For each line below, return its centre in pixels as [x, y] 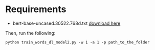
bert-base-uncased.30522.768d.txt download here [67, 23]
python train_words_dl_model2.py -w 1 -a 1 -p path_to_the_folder [77, 42]
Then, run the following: [30, 33]
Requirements [36, 9]
